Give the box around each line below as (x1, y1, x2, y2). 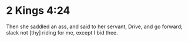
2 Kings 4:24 (6, 4, 70, 17)
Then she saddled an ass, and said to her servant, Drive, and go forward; (6, 23, 183, 30)
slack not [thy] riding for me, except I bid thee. (6, 29, 119, 36)
